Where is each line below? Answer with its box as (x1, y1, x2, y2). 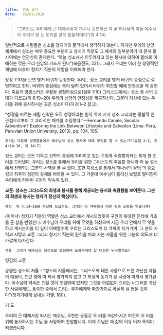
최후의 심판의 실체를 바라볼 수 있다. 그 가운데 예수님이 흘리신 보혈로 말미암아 (14, 171, 158, 176)
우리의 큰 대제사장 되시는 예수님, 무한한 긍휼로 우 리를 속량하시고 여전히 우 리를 (5, 312, 154, 318)
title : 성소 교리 (5, 7, 38, 12)
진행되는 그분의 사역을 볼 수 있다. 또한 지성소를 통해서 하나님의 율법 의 (14, 165, 146, 171)
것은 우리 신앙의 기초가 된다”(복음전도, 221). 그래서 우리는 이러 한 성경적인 (18, 60, 158, 66)
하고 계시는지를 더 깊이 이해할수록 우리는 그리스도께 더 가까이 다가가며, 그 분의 (5, 225, 153, 231)
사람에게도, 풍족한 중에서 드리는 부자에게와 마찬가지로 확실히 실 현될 (10, 285, 139, 292)
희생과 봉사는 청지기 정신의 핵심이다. (10, 193, 79, 199)
